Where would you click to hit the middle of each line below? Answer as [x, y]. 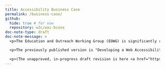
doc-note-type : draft [27, 32]
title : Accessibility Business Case [42, 9]
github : [13, 18]
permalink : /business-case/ [34, 14]
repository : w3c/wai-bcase [37, 28]
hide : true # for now [32, 23]
